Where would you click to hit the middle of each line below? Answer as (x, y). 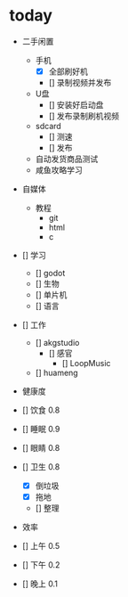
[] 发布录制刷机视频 (84, 116)
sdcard (48, 126)
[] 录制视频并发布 (80, 82)
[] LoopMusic (86, 363)
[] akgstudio (57, 343)
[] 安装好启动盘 (76, 105)
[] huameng (56, 372)
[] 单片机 (51, 294)
